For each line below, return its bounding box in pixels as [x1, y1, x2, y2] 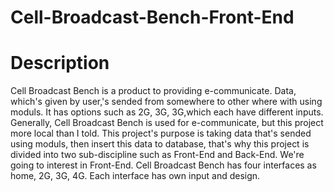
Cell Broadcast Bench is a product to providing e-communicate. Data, [10, 85, 297, 97]
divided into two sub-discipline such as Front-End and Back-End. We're [10, 149, 305, 161]
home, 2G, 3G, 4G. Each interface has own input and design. [10, 170, 261, 182]
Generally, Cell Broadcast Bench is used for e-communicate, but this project [10, 117, 324, 129]
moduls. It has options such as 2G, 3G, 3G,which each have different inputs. [10, 106, 324, 118]
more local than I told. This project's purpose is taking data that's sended [10, 127, 312, 140]
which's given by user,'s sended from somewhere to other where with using [10, 96, 323, 108]
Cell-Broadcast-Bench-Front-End [10, 6, 295, 29]
